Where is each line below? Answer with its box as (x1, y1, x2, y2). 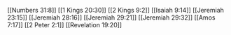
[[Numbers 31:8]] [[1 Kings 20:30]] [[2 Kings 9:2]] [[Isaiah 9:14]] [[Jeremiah (7, 6, 224, 14)
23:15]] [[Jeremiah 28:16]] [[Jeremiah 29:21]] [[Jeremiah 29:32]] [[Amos (7, 13, 216, 22)
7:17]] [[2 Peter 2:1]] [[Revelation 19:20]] (7, 21, 122, 29)
